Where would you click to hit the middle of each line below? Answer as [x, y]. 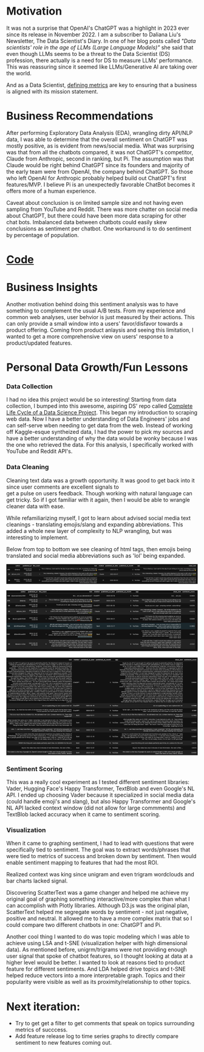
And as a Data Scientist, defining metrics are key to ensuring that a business [102, 85]
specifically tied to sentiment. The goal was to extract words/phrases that [98, 850]
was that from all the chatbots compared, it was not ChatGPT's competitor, [100, 152]
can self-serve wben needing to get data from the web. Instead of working [100, 425]
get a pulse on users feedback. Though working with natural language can [99, 493]
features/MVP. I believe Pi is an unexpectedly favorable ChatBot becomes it [101, 184]
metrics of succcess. [41, 1030]
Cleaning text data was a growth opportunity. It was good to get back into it [100, 480]
